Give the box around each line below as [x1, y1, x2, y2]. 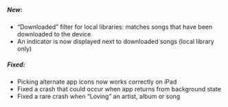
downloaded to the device [16, 29, 91, 38]
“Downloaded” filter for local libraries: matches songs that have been [16, 23, 213, 31]
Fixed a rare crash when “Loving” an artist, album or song [16, 92, 181, 100]
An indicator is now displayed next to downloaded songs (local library [16, 37, 214, 45]
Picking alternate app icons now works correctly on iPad [16, 78, 177, 86]
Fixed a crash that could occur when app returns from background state [16, 84, 222, 93]
